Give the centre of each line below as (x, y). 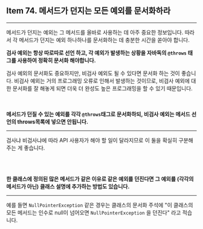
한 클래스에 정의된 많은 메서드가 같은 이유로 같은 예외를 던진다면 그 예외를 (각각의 (100, 179)
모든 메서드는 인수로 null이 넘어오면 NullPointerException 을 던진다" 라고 (94, 212)
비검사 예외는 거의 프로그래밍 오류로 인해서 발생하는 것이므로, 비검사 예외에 (102, 81)
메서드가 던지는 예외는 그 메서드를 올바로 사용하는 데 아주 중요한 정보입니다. (95, 32)
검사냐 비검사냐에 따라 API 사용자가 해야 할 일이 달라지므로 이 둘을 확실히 (92, 140)
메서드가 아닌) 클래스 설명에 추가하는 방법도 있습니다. (68, 186)
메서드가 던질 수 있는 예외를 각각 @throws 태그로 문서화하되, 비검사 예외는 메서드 (98, 114)
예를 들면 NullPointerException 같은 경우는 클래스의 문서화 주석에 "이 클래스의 (100, 205)
